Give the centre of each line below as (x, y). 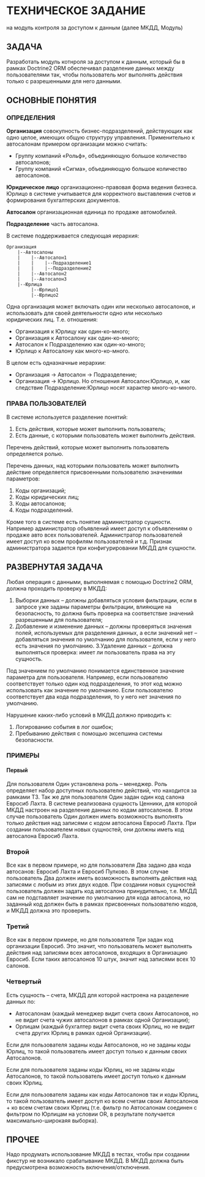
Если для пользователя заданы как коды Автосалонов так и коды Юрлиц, (103, 1094)
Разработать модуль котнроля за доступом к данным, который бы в (96, 61)
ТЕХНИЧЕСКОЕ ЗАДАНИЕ (76, 11)
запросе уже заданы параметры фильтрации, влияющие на (93, 607)
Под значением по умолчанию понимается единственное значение (95, 670)
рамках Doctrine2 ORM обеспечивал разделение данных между (90, 68)
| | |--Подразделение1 (54, 263)
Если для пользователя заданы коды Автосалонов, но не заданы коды (99, 1045)
